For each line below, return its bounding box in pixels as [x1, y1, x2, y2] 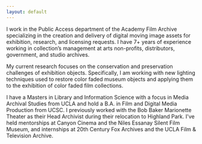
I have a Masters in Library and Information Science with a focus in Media [6, 93, 189, 101]
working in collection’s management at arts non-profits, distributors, [6, 45, 175, 52]
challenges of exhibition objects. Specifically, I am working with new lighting [6, 69, 196, 76]
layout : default [6, 8, 47, 15]
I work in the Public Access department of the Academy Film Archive [6, 25, 177, 33]
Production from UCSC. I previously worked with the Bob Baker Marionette [6, 106, 192, 113]
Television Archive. [6, 132, 54, 139]
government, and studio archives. [6, 51, 90, 58]
